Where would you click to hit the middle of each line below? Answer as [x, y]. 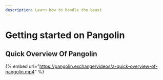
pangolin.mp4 [20, 71]
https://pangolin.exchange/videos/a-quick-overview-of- [98, 66]
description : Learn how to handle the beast [54, 10]
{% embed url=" [23, 66]
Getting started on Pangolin [65, 35]
